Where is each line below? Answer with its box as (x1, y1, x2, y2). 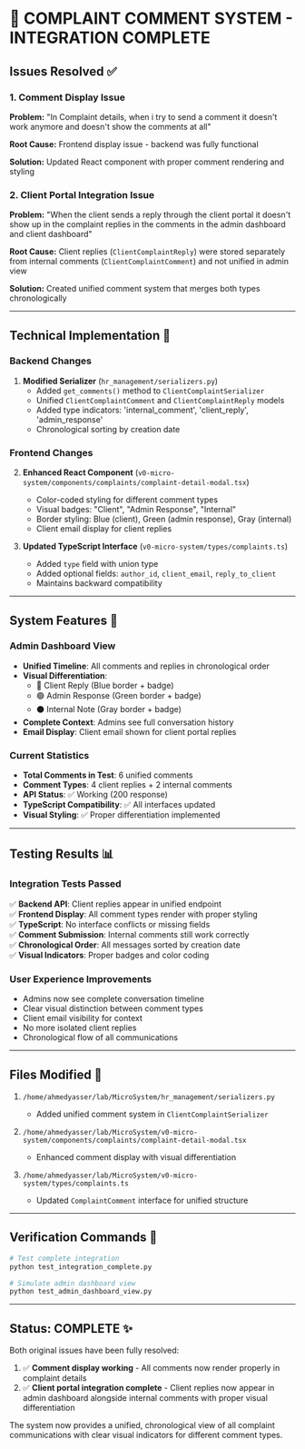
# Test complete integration (9, 1254, 120, 1263)
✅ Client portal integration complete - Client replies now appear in (22, 1383, 275, 1394)
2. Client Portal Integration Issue (9, 188, 155, 201)
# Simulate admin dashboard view (9, 1278, 136, 1288)
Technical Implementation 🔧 (9, 327, 171, 343)
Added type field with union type (35, 559, 159, 570)
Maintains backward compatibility (35, 578, 163, 589)
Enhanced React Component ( (22, 467, 139, 478)
